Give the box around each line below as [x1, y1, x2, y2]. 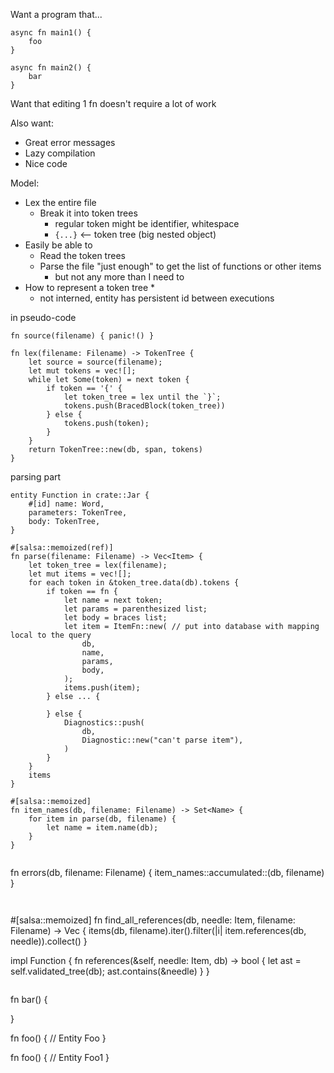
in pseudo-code [10, 312, 77, 323]
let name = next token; [63, 595, 163, 605]
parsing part [10, 471, 62, 483]
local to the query [10, 630, 92, 640]
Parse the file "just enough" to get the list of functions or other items [39, 260, 322, 272]
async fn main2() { [10, 63, 92, 73]
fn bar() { [10, 994, 48, 1005]
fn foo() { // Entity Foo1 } [10, 1052, 110, 1063]
